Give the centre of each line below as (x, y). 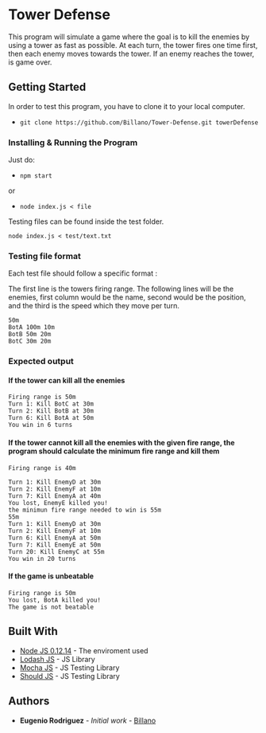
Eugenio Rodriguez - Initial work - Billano (88, 720)
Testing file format (44, 256)
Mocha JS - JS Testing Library (69, 668)
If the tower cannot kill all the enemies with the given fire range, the (121, 443)
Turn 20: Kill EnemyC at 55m (56, 551)
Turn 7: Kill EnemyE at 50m (55, 545)
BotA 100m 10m (32, 327)
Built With (33, 631)
